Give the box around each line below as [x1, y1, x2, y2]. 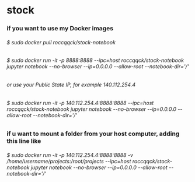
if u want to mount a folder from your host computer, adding [6, 129, 180, 138]
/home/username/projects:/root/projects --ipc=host [6, 157, 131, 164]
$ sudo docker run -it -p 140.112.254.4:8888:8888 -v [6, 151, 134, 158]
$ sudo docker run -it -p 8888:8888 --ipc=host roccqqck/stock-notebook [6, 57, 184, 64]
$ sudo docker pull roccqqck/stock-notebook [6, 38, 116, 45]
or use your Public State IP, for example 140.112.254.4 [6, 81, 136, 88]
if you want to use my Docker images [6, 24, 113, 33]
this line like [6, 137, 41, 145]
